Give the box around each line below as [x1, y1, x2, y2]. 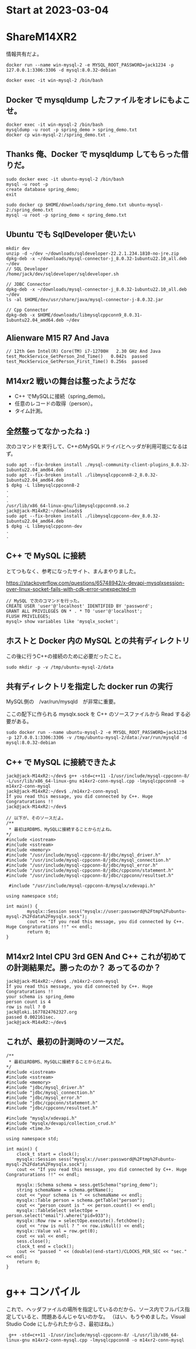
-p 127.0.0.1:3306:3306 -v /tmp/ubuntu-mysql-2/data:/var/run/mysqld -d [6, 735, 187, 741]
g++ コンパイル [6, 1285, 81, 1299]
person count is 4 [6, 999, 51, 1005]
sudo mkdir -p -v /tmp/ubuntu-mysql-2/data [6, 664, 114, 670]
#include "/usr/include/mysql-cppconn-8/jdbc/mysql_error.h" [6, 862, 159, 869]
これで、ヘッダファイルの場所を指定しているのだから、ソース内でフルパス [6, 1306, 185, 1313]
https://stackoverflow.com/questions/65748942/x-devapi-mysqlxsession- [6, 579, 185, 586]
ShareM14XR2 [6, 30, 77, 44]
